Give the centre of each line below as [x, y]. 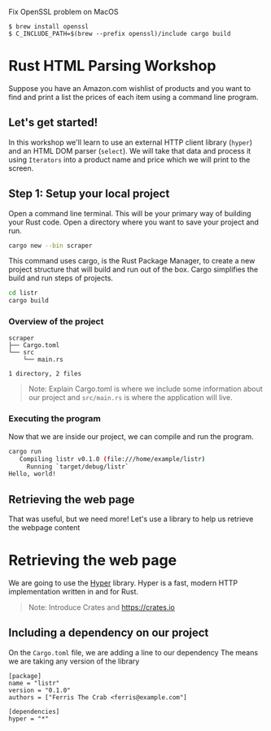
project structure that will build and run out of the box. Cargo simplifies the [133, 270]
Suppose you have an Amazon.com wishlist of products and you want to [129, 88]
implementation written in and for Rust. [74, 592]
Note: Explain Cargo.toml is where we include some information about [145, 389]
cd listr [23, 293]
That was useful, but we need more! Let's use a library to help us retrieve [131, 519]
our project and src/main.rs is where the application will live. [131, 398]
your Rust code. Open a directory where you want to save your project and [133, 222]
